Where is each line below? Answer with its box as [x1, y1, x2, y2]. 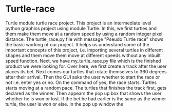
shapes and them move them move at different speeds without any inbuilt [5, 52, 161, 59]
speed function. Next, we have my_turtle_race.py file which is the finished [5, 58, 161, 64]
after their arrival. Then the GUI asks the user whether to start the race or [5, 74, 160, 80]
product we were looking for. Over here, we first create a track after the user [5, 63, 167, 69]
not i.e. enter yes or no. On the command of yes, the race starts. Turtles [5, 79, 157, 86]
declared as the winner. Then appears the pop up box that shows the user [5, 90, 162, 96]
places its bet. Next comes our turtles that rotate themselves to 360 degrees [5, 68, 167, 74]
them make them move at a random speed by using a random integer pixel [5, 31, 163, 37]
